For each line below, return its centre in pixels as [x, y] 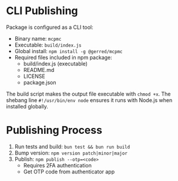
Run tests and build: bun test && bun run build [72, 146]
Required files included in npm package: [63, 57]
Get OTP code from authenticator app [69, 172]
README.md [39, 70]
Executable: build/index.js [48, 45]
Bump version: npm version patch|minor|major [71, 153]
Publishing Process [54, 130]
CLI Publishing [42, 11]
